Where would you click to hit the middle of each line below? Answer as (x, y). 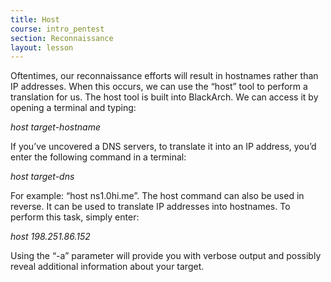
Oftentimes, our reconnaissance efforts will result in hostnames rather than (164, 76)
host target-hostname (55, 127)
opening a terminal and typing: (73, 108)
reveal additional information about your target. (107, 267)
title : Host (35, 19)
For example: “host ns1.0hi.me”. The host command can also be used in (157, 196)
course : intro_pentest (57, 29)
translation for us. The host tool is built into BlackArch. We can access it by (164, 97)
